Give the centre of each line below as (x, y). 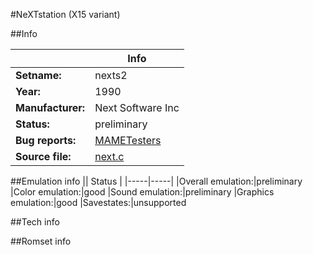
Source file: (43, 156)
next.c (109, 156)
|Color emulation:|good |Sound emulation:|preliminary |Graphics (142, 192)
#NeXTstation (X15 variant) (65, 14)
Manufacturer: (50, 107)
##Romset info (41, 241)
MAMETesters (128, 140)
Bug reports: (46, 140)
